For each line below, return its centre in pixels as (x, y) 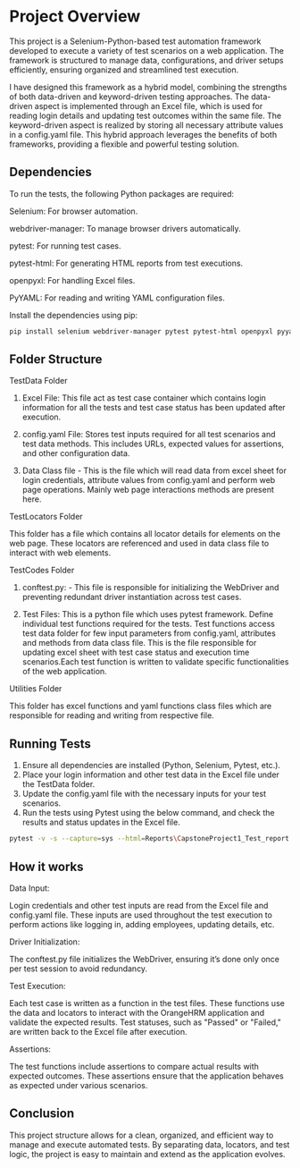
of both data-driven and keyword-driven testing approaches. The (129, 97)
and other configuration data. (76, 453)
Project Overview (75, 17)
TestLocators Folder (46, 517)
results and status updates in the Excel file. (101, 822)
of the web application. (64, 672)
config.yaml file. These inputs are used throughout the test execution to (141, 915)
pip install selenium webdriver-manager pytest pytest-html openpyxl (142, 331)
